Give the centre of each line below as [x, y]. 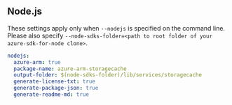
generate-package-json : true [56, 88]
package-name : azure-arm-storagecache [70, 69]
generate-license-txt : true [55, 82]
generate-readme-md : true [52, 95]
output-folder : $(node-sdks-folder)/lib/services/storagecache [108, 75]
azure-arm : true [37, 62]
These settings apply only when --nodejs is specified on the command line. [116, 28]
